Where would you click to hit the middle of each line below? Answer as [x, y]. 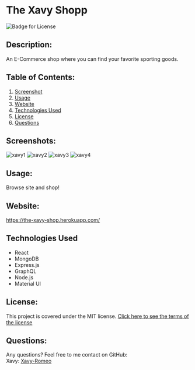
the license [19, 322]
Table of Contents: [41, 78]
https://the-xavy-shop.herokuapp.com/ [53, 220]
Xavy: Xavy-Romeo [29, 361]
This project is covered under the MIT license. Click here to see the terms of [97, 316]
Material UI [28, 283]
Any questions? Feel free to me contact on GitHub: [67, 355]
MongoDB [27, 259]
